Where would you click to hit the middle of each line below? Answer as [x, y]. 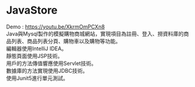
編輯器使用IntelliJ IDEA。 [37, 49]
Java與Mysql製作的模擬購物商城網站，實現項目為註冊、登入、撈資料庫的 [95, 34]
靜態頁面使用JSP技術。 [34, 56]
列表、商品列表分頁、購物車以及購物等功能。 [66, 41]
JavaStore [32, 10]
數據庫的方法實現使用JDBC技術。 [47, 70]
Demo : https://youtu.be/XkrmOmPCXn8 [56, 27]
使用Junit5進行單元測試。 [37, 78]
